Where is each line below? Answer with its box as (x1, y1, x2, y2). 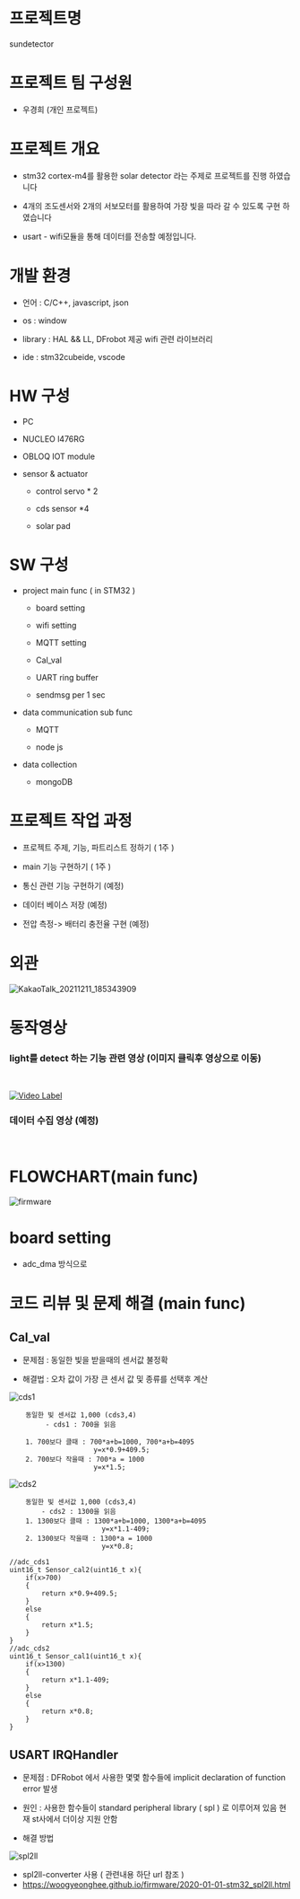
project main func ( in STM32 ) (21, 585, 136, 595)
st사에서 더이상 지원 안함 (31, 1813, 118, 1824)
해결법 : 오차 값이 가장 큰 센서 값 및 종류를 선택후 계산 (21, 1374, 209, 1385)
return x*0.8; (41, 1707, 94, 1716)
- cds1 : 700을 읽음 (45, 1420, 116, 1429)
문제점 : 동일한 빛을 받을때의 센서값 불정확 (21, 1355, 168, 1366)
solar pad (35, 520, 71, 531)
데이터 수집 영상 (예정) (9, 1114, 99, 1127)
